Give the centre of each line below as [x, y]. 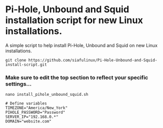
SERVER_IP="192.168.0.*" [32, 117]
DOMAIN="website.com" [29, 121]
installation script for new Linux [74, 20]
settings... [19, 84]
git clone [16, 60]
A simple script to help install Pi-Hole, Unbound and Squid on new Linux [81, 45]
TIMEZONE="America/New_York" [37, 108]
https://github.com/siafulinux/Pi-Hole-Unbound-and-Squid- [93, 60]
